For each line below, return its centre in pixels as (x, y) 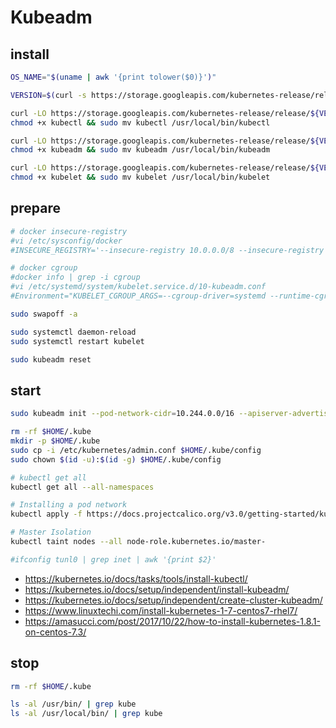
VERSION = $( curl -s (48, 95)
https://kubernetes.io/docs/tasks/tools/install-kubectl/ (136, 578)
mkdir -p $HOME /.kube (55, 441)
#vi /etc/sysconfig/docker (66, 241)
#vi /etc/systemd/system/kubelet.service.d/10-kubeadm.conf (138, 287)
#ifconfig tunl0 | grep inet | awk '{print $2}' (113, 559)
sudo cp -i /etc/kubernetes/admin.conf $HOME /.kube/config (136, 450)
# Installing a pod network (69, 505)
